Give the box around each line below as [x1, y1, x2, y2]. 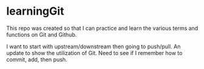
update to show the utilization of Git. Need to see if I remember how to [6, 49, 183, 56]
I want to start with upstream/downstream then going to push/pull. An [6, 43, 181, 50]
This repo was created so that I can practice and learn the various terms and [6, 24, 199, 32]
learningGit [6, 4, 65, 18]
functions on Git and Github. [6, 31, 77, 38]
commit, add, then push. [6, 56, 68, 63]
